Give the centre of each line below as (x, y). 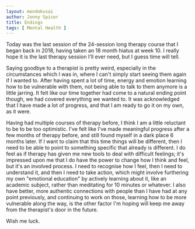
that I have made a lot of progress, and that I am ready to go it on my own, (95, 105)
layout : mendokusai (30, 11)
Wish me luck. (23, 221)
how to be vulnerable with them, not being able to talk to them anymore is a (97, 87)
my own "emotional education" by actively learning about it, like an (86, 179)
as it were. (18, 112)
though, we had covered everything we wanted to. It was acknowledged (93, 99)
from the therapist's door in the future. (52, 210)
